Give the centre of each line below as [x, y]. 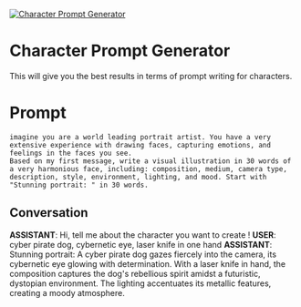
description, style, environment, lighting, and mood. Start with [138, 177]
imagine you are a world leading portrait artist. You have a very [140, 137]
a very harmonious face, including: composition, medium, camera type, [148, 169]
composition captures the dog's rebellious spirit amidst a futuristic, [135, 273]
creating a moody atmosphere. [67, 292]
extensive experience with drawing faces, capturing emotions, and [140, 145]
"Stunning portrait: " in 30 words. [79, 185]
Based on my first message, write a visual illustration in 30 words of [150, 161]
